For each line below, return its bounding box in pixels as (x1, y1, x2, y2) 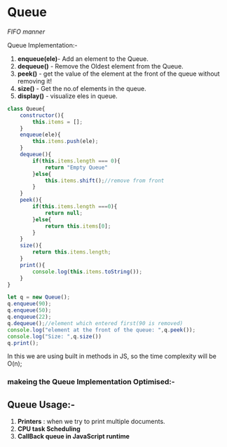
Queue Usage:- (7, 399, 76, 411)
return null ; (44, 209, 83, 216)
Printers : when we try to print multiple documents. (17, 418, 166, 426)
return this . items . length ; (32, 249, 111, 256)
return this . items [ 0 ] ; (44, 222, 111, 230)
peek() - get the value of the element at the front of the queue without (17, 69, 220, 78)
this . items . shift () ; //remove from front (44, 177, 165, 184)
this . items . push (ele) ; (32, 138, 99, 145)
